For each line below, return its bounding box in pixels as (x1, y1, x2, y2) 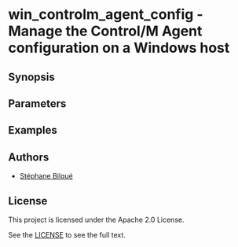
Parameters (8, 97, 67, 110)
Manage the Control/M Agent (8, 22, 203, 40)
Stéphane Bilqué (19, 171, 73, 181)
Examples (8, 124, 57, 137)
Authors (8, 150, 49, 164)
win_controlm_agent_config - (8, 6, 203, 24)
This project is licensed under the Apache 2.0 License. (8, 215, 185, 224)
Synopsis (8, 70, 55, 83)
